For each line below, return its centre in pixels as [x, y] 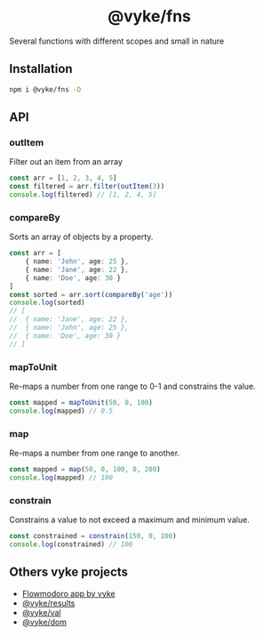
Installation [41, 69]
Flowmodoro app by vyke [68, 593]
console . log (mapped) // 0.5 [61, 411]
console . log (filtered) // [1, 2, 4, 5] [83, 195]
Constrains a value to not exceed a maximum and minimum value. [130, 520]
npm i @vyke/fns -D [45, 89]
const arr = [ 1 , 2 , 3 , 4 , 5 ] [63, 178]
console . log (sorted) [48, 303]
